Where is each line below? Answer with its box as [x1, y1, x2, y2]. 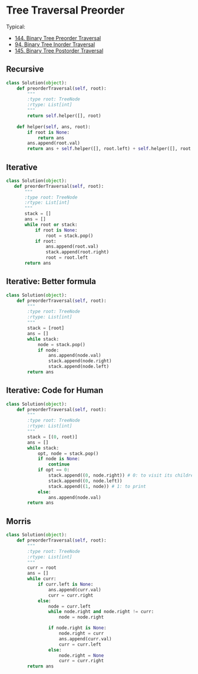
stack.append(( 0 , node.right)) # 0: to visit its [48, 473, 173, 478]
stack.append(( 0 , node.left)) [48, 478, 123, 484]
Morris [6, 516, 31, 526]
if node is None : [37, 456, 81, 462]
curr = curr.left [58, 642, 101, 647]
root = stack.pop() [45, 233, 94, 239]
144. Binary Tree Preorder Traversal [14, 34, 101, 41]
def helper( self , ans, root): [16, 123, 91, 130]
